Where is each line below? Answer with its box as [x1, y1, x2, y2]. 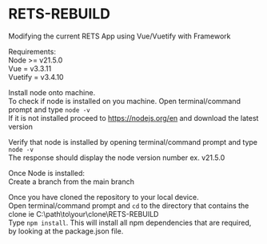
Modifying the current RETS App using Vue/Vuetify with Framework [8, 31, 231, 41]
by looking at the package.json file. [8, 226, 124, 236]
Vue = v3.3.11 [8, 63, 52, 73]
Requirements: [8, 46, 56, 56]
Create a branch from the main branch [8, 177, 134, 186]
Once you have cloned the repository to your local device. [8, 192, 199, 202]
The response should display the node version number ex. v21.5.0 [8, 153, 225, 162]
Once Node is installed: [8, 168, 86, 178]
